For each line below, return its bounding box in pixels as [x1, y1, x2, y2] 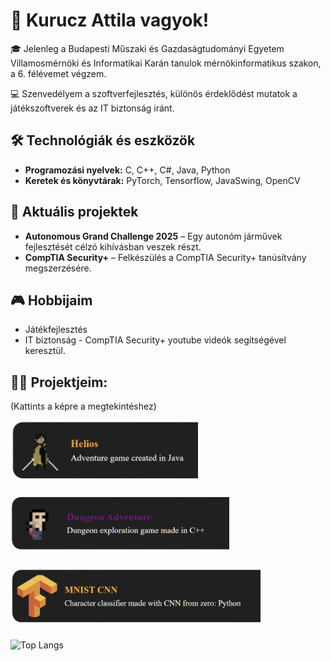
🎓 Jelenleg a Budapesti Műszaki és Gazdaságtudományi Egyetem [10, 42, 285, 54]
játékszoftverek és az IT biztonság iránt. [10, 102, 175, 114]
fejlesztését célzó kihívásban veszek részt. [24, 240, 202, 253]
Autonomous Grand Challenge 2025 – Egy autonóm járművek [24, 230, 283, 242]
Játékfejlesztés [24, 324, 88, 336]
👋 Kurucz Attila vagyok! [10, 9, 210, 32]
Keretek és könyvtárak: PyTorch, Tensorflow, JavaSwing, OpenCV [24, 174, 301, 186]
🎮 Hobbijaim [10, 292, 93, 309]
